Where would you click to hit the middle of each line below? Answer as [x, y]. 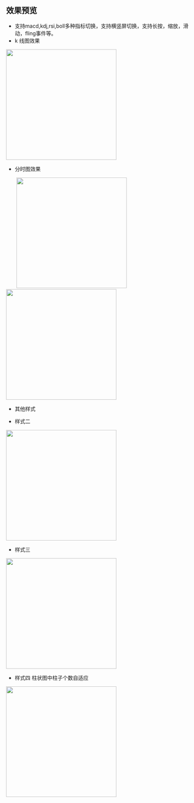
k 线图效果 [27, 41]
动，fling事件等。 [36, 33]
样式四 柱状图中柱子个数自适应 [51, 677]
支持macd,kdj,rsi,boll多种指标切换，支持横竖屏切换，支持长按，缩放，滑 [101, 26]
